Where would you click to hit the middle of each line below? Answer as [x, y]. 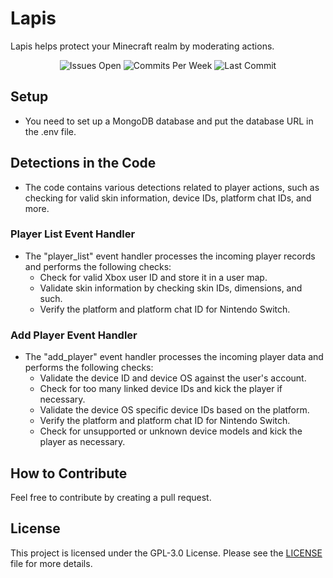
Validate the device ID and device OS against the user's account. [173, 378]
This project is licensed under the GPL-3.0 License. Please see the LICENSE [166, 553]
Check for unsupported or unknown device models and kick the [171, 431]
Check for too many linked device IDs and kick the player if [161, 389]
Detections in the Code [83, 163]
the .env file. [50, 131]
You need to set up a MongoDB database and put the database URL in [169, 121]
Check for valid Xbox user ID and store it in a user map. [153, 277]
